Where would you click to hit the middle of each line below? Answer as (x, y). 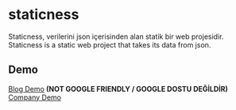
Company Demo (35, 97)
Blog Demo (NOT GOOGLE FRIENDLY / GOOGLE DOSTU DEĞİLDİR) (118, 89)
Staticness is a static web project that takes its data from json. (110, 44)
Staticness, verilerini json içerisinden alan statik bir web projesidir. (116, 36)
